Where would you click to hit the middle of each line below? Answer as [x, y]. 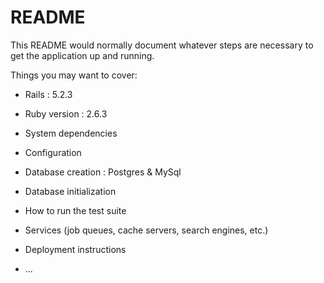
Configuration [53, 152]
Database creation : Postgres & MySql [103, 172]
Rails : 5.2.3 [48, 94]
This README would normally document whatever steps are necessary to [162, 45]
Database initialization [70, 191]
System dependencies [71, 133]
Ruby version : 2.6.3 [66, 113]
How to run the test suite [75, 210]
